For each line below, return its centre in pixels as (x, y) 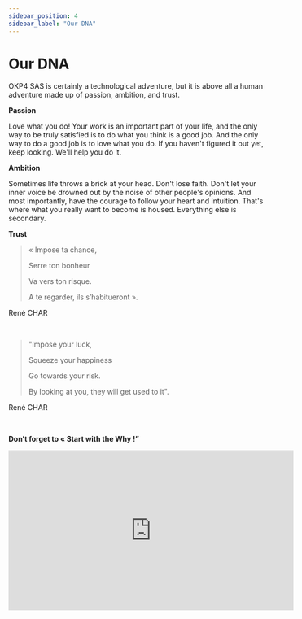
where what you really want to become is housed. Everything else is (123, 210)
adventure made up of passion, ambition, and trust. (94, 95)
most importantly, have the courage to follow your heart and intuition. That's (136, 201)
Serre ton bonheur (59, 266)
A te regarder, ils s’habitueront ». (83, 297)
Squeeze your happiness (70, 360)
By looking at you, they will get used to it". (98, 392)
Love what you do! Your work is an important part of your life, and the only (133, 126)
